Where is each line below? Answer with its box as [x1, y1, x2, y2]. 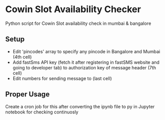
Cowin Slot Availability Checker [5, 4, 141, 15]
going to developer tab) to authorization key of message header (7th [12, 64, 156, 70]
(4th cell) [12, 54, 32, 60]
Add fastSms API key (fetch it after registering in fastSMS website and [12, 59, 159, 65]
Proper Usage [5, 90, 50, 99]
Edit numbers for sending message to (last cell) [12, 75, 112, 82]
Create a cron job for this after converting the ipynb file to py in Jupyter [5, 103, 155, 109]
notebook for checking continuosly [5, 109, 79, 115]
